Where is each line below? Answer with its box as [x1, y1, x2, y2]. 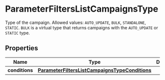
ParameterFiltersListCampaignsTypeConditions [37, 67, 152, 74]
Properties [5, 44, 38, 52]
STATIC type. [5, 30, 30, 36]
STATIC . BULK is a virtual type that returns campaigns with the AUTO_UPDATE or [5, 24, 158, 30]
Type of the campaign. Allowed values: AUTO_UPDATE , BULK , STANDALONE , [5, 20, 146, 25]
